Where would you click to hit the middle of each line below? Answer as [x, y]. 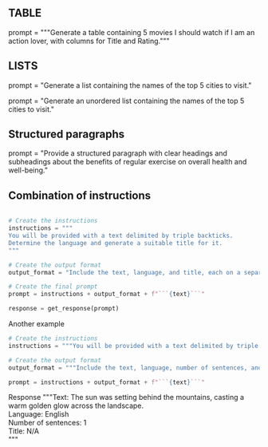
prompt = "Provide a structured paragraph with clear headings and [118, 153]
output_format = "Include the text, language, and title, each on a [124, 272]
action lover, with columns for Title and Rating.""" [89, 41]
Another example [37, 324]
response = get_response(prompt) [64, 309]
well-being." [28, 170]
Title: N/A [24, 431]
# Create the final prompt [53, 287]
